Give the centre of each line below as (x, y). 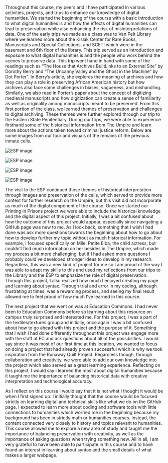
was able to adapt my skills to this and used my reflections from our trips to (83, 270)
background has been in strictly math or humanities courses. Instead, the (81, 418)
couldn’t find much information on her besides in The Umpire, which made (82, 248)
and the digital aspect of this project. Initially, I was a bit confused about (79, 216)
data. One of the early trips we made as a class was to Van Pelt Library (78, 34)
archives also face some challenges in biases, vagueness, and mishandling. (83, 87)
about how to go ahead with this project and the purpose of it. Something (81, 328)
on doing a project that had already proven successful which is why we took (84, 349)
